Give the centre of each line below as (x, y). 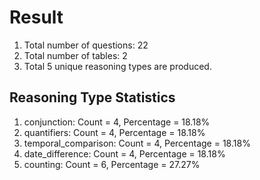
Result (36, 17)
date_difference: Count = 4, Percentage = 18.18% (124, 153)
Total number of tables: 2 (75, 55)
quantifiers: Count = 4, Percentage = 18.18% (114, 132)
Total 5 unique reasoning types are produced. (117, 66)
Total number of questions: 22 (86, 45)
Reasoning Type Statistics (92, 97)
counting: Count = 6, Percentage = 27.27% (112, 164)
